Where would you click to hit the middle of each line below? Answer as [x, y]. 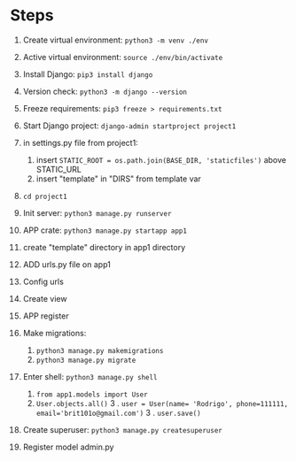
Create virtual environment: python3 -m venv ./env [116, 40]
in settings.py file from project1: [80, 142]
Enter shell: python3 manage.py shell [90, 376]
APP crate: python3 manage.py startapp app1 [105, 230]
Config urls [43, 281]
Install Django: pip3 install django [88, 74]
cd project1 [45, 196]
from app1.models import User [92, 395]
